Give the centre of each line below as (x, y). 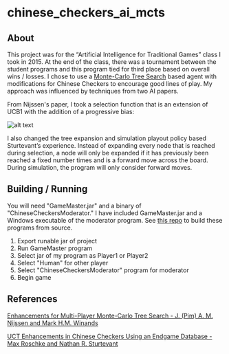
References (32, 299)
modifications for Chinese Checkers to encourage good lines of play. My (110, 84)
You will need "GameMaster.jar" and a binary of (75, 206)
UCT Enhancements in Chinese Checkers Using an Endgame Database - (110, 336)
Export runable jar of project (57, 241)
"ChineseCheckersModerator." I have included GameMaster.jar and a (105, 213)
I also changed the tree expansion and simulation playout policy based (107, 138)
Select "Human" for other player (63, 263)
